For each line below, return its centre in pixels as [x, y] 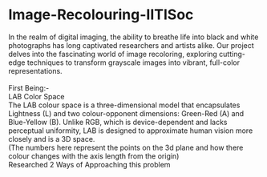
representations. [35, 70]
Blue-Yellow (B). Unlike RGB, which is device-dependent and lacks [118, 122]
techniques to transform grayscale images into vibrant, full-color [133, 62]
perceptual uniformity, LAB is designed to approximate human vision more [131, 131]
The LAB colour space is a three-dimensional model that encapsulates [124, 105]
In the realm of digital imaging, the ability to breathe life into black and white [133, 37]
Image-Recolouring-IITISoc [101, 15]
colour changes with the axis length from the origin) [94, 156]
